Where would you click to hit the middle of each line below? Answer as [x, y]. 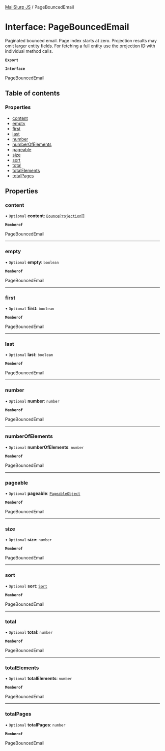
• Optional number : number [32, 401]
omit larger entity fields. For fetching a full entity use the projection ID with [80, 46]
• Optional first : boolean [30, 308]
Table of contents [32, 93]
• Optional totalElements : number [39, 679]
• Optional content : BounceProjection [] [45, 216]
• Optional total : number [29, 632]
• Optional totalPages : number [35, 725]
